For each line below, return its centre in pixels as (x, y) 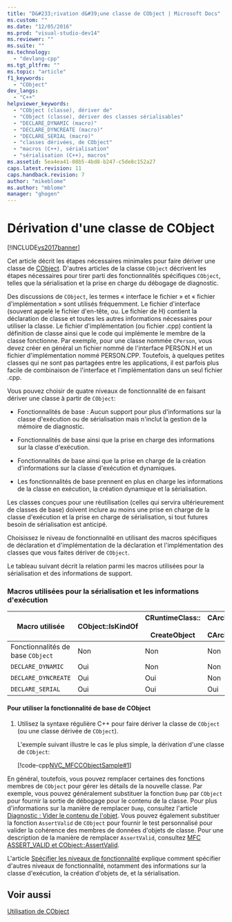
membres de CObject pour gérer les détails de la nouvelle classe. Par (105, 786)
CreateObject (173, 635)
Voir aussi (29, 895)
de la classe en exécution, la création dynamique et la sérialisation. (112, 489)
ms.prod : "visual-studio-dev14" (54, 33)
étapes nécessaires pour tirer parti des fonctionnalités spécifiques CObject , (114, 276)
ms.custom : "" (28, 20)
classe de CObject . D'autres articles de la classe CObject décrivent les (107, 268)
